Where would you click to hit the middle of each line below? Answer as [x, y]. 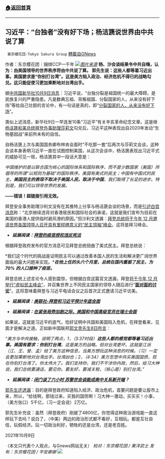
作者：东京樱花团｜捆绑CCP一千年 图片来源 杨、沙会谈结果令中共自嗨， [80, 64]
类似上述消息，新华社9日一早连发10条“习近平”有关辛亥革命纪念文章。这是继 [81, 122]
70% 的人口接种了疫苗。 [30, 268]
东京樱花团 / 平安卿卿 [35, 452]
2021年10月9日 [20, 435]
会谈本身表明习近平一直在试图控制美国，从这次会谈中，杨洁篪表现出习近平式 [82, 151]
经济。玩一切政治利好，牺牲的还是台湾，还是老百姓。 [76, 425]
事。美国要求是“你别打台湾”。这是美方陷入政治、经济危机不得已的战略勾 [78, 76]
